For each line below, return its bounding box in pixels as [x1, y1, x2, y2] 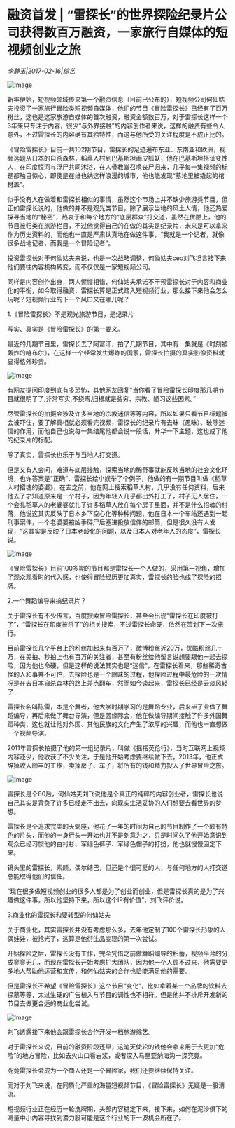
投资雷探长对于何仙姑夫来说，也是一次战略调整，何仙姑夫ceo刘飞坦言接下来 [7, 254, 227, 262]
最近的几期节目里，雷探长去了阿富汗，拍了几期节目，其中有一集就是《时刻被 [7, 339, 228, 348]
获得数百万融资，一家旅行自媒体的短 [20, 25, 229, 41]
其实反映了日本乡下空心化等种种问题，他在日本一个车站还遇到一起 [37, 509, 228, 517]
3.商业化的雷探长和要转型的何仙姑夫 [7, 910, 111, 919]
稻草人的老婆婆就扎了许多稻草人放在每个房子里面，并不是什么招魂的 [25, 500, 222, 509]
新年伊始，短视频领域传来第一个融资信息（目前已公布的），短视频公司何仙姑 [7, 95, 225, 103]
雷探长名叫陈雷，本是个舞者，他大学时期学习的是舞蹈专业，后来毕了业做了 [7, 702, 222, 711]
